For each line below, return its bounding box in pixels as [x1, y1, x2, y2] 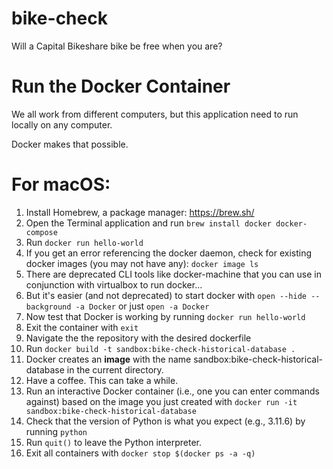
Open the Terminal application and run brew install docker [25, 217, 272, 229]
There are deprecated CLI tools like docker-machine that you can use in [25, 268, 322, 280]
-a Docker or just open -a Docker [75, 300, 210, 312]
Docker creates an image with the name [25, 353, 192, 365]
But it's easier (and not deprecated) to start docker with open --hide [25, 289, 307, 301]
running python [25, 425, 88, 437]
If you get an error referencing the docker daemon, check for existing [25, 247, 312, 259]
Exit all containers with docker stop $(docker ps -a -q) [25, 447, 256, 459]
